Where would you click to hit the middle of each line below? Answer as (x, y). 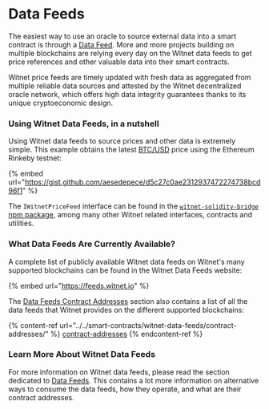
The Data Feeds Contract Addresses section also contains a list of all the (128, 301)
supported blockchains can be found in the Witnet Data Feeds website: (125, 270)
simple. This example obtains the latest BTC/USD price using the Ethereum (131, 150)
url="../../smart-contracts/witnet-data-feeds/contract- (148, 325)
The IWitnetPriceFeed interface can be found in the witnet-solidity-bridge (133, 206)
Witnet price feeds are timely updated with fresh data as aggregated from (130, 77)
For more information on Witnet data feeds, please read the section (119, 372)
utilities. (21, 223)
